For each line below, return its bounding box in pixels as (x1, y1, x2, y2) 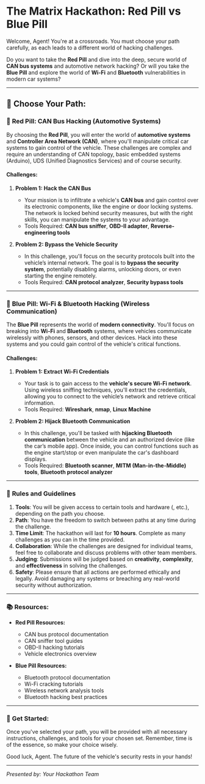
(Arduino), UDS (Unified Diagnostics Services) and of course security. (6, 157, 182, 164)
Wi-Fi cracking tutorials (24, 680, 84, 687)
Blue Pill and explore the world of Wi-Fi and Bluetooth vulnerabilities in (6, 68, 186, 76)
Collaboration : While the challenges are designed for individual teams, (15, 542, 193, 549)
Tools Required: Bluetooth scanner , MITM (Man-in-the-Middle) (24, 462, 187, 469)
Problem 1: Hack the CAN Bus (15, 185, 92, 192)
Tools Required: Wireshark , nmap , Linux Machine (24, 406, 151, 413)
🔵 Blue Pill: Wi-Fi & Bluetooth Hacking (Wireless (6, 299, 150, 308)
